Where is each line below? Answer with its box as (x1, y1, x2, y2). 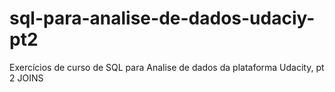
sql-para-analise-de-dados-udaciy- (9, 7, 316, 30)
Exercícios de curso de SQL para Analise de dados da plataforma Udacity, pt (9, 61, 325, 73)
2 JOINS (9, 72, 44, 84)
